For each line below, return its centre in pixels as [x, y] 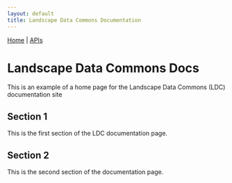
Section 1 [27, 117]
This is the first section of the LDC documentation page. [88, 134]
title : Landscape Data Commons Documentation [74, 20]
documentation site [35, 95]
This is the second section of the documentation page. [85, 172]
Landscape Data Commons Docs [103, 68]
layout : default [31, 14]
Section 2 [28, 155]
